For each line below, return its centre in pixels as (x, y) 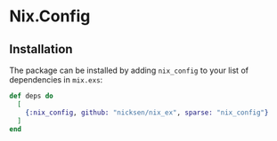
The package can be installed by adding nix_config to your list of (129, 70)
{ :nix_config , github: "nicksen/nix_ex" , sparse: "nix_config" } (147, 113)
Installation (41, 49)
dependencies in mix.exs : (56, 80)
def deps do (31, 96)
